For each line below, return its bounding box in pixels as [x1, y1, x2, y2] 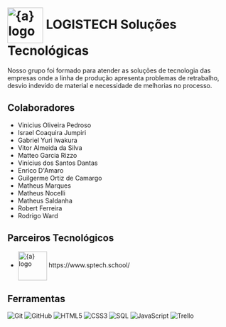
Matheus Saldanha [17, 196, 73, 205]
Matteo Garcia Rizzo [17, 151, 77, 159]
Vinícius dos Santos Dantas [17, 159, 98, 167]
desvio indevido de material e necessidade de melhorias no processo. [7, 81, 212, 90]
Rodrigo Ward [17, 211, 58, 220]
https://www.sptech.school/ [48, 260, 130, 269]
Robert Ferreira [17, 203, 63, 213]
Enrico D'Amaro [17, 166, 64, 174]
